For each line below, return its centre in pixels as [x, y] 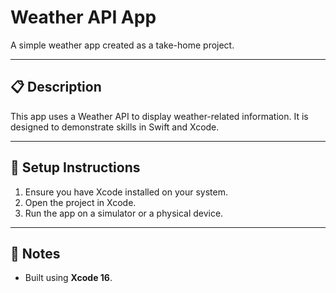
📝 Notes [35, 253]
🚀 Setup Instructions [75, 167]
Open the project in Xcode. [80, 202]
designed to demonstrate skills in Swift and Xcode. [115, 127]
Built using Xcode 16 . [68, 278]
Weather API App [83, 17]
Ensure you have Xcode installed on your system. [126, 192]
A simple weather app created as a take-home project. [122, 45]
